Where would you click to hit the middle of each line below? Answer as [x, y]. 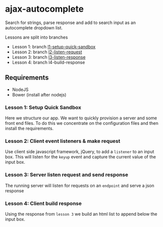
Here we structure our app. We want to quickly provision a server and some [81, 118]
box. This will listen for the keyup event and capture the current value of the [81, 157]
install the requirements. [29, 129]
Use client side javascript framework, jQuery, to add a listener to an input [80, 152]
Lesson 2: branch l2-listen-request [47, 52]
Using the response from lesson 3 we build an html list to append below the [81, 214]
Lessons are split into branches [37, 37]
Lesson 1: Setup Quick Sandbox [43, 107]
